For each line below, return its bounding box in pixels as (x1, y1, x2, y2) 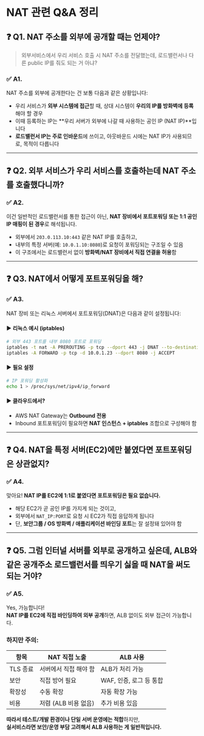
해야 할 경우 (15, 110, 44, 117)
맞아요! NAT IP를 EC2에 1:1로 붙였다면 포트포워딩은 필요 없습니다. (6, 492, 161, 499)
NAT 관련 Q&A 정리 (6, 5, 99, 19)
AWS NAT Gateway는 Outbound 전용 (15, 412, 107, 419)
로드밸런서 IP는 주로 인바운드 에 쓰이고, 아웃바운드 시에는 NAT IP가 (15, 133, 171, 140)
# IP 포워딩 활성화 (6, 378, 48, 384)
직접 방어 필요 (39, 676, 77, 685)
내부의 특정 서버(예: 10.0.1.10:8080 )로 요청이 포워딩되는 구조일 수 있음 (15, 241, 184, 248)
